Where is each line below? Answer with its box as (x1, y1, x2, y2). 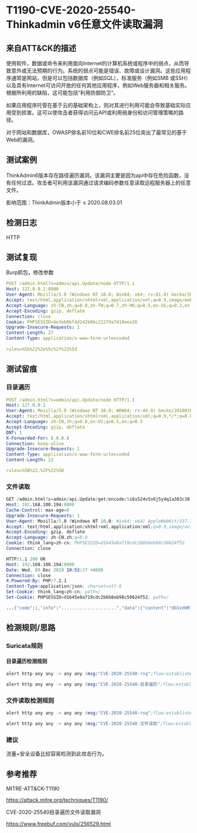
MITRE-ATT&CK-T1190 (6, 785, 60, 792)
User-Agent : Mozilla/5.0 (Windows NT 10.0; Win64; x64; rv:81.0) (6, 292, 169, 297)
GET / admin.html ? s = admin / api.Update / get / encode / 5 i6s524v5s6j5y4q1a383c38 (6, 496, 191, 503)
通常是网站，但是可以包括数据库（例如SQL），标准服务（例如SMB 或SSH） (11, 75, 191, 81)
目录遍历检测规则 (6, 657, 47, 664)
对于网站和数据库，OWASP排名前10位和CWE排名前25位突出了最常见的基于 (6, 129, 188, 136)
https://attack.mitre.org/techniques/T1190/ (6, 797, 108, 804)
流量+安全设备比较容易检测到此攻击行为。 (6, 750, 107, 757)
